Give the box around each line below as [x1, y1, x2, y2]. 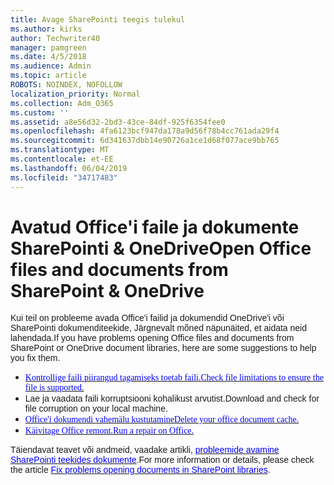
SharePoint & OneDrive [10, 279, 205, 302]
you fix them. [10, 352, 61, 364]
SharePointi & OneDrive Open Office [10, 237, 312, 260]
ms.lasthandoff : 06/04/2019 [10, 163, 128, 173]
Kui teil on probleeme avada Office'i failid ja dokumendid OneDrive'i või [10, 312, 285, 324]
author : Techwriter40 [10, 33, 101, 43]
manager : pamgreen [10, 42, 87, 53]
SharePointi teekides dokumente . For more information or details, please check [10, 454, 315, 466]
